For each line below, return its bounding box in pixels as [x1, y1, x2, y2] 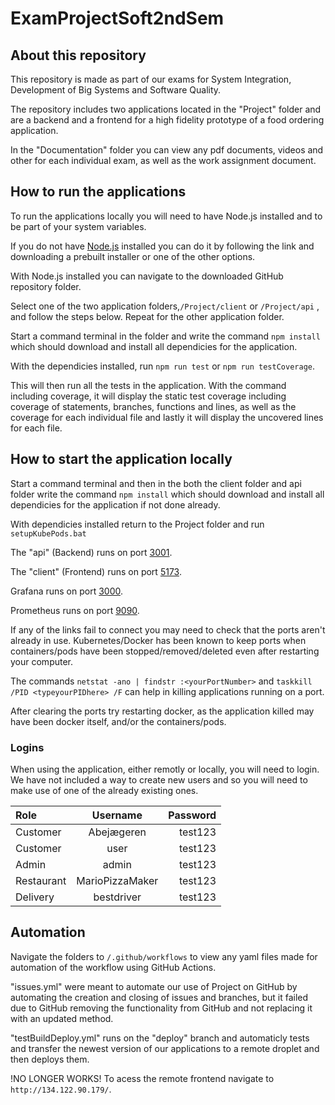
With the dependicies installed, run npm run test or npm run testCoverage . [10, 360, 316, 372]
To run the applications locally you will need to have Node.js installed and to [10, 210, 323, 222]
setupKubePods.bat [10, 528, 87, 539]
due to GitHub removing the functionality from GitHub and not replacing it [10, 1002, 313, 1014]
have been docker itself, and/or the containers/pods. [10, 715, 227, 727]
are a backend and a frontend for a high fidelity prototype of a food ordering [10, 114, 325, 126]
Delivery [15, 890, 55, 904]
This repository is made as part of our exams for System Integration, [10, 73, 292, 85]
